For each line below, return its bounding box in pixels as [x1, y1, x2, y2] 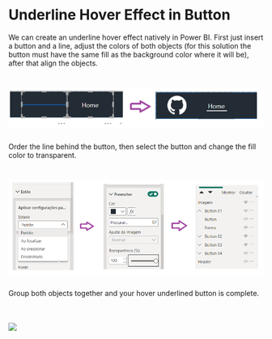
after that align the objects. [8, 58, 99, 68]
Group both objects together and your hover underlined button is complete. [8, 288, 260, 298]
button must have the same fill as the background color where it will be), [8, 49, 249, 59]
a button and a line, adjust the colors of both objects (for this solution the [8, 40, 252, 50]
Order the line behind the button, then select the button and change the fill [8, 142, 257, 151]
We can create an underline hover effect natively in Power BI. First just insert [8, 32, 264, 42]
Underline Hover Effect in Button [8, 6, 231, 24]
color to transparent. [8, 150, 77, 159]
